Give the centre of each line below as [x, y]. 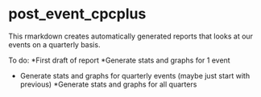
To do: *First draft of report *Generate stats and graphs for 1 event [120, 60]
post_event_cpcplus [77, 14]
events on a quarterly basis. [54, 44]
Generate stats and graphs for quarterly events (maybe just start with [135, 75]
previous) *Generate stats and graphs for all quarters [108, 84]
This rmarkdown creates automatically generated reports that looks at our [131, 36]
